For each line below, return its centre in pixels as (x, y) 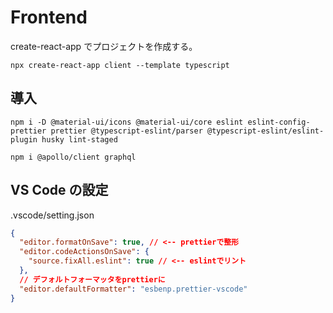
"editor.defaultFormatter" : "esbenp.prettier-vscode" (133, 289)
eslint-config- (279, 122)
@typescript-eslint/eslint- (265, 131)
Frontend (49, 17)
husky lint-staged (79, 139)
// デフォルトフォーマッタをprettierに (92, 279)
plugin (24, 139)
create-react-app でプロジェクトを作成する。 (104, 46)
